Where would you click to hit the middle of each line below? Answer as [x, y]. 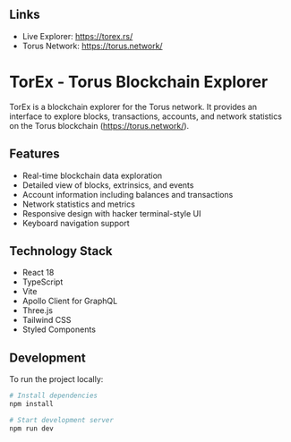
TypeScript [43, 282]
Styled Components [59, 329]
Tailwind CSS [47, 320]
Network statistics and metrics [79, 204]
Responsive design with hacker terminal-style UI [111, 213]
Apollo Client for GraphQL [70, 301]
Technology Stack [61, 251]
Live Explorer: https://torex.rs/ [77, 36]
